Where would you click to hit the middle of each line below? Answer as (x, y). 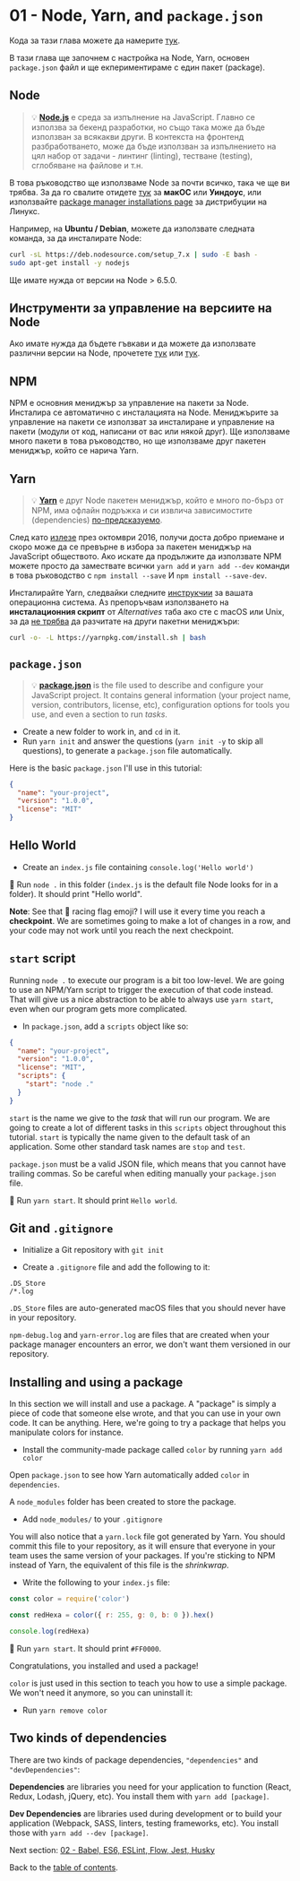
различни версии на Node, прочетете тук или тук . (105, 353)
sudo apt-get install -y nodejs (69, 263)
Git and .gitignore (61, 1229)
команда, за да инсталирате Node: (75, 237)
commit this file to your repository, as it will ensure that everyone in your (142, 1546)
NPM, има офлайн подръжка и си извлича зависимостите (141, 510)
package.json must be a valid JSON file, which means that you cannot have (148, 1164)
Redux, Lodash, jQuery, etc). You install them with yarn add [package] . (139, 1796)
